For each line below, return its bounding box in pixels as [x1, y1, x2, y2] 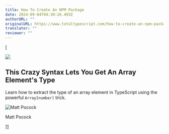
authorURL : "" [5, 16, 35, 21]
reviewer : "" [5, 30, 33, 35]
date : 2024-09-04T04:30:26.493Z [5, 12, 73, 17]
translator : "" [5, 26, 37, 31]
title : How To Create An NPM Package [5, 7, 84, 12]
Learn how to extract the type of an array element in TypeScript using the [5, 89, 157, 95]
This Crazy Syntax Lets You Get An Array [5, 68, 137, 76]
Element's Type [5, 76, 55, 84]
